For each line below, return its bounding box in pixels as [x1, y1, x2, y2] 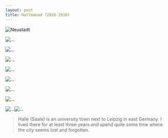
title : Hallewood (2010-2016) [5, 12, 70, 17]
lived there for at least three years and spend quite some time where [17, 121, 163, 127]
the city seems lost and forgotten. [17, 127, 90, 133]
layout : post [5, 7, 33, 13]
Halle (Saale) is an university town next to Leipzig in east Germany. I [17, 116, 162, 122]
